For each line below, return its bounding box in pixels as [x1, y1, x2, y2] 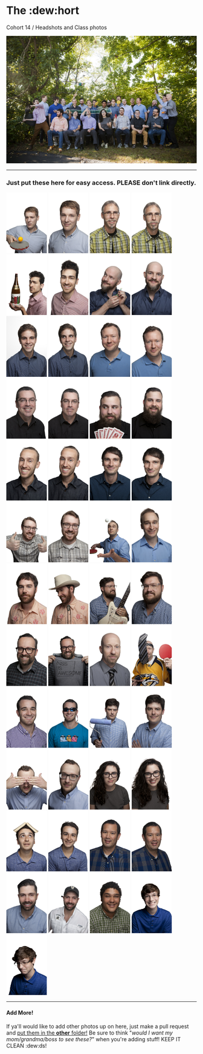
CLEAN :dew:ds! [6, 1042, 47, 1049]
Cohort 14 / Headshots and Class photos [6, 24, 108, 31]
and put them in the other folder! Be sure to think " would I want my [6, 1029, 173, 1036]
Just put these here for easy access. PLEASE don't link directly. [6, 178, 196, 187]
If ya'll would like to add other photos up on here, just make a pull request [6, 1022, 189, 1030]
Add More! [6, 1008, 34, 1016]
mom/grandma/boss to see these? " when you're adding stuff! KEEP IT [6, 1035, 181, 1042]
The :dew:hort [6, 4, 80, 18]
